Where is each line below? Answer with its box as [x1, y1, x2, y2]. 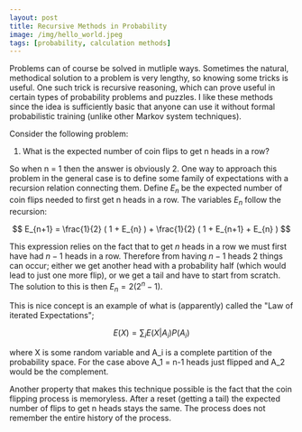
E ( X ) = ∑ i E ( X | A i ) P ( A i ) [113, 327, 190, 341]
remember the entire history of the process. [9, 412, 171, 424]
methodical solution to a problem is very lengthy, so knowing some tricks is [9, 73, 288, 84]
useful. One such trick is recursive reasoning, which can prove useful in [9, 82, 276, 93]
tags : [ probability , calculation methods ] [9, 38, 171, 48]
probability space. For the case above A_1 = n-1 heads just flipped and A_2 [9, 357, 286, 368]
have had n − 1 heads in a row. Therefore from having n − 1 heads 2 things [9, 250, 284, 262]
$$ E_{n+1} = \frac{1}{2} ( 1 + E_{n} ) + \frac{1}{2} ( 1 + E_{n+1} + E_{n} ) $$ [12, 223, 291, 234]
